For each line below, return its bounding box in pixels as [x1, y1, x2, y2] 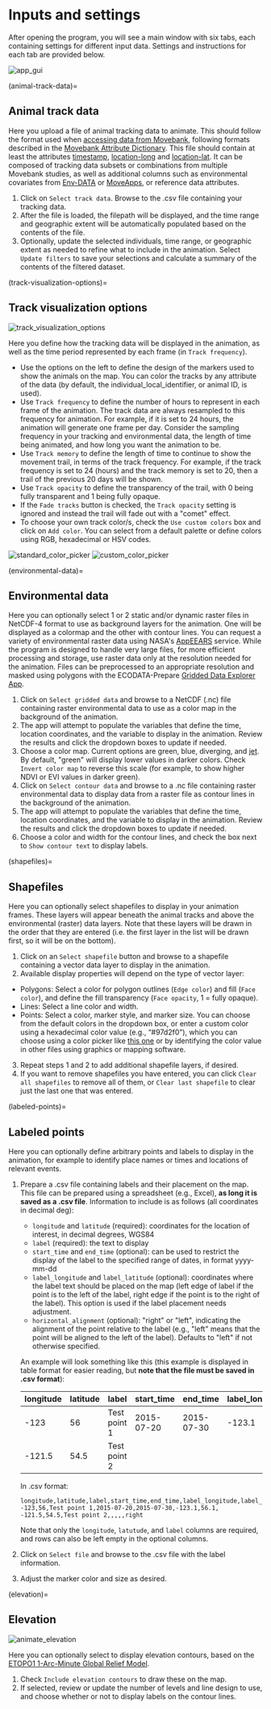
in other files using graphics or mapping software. [19, 1045, 186, 1055]
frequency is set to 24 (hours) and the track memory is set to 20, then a [19, 465, 258, 475]
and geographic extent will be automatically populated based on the [19, 218, 247, 228]
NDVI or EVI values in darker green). [19, 772, 141, 782]
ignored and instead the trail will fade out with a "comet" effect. [19, 508, 231, 518]
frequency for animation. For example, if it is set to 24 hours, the [19, 414, 234, 424]
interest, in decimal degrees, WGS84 [31, 1229, 155, 1239]
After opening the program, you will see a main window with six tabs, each [8, 32, 256, 42]
